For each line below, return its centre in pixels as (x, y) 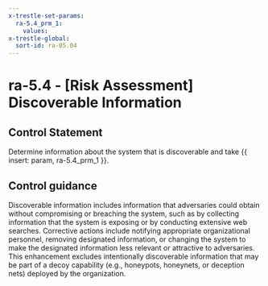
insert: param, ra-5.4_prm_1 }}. (59, 160)
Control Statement (56, 133)
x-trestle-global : (39, 38)
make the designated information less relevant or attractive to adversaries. (132, 247)
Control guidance (53, 186)
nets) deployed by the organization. (67, 273)
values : (35, 31)
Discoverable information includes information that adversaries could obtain (134, 205)
